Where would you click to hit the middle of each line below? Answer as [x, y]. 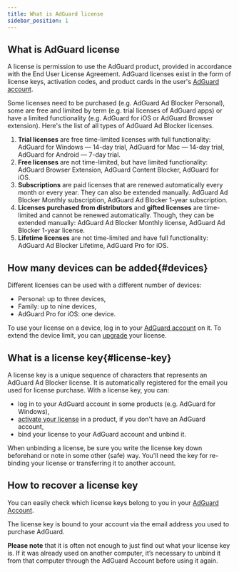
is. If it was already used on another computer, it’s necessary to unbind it [114, 553]
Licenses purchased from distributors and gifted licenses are [110, 208]
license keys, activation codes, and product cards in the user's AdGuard [113, 82]
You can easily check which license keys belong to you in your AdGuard [113, 502]
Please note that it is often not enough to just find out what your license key [119, 545]
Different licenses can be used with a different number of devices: [105, 285]
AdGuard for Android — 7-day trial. [69, 155]
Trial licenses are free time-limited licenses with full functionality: [114, 140]
